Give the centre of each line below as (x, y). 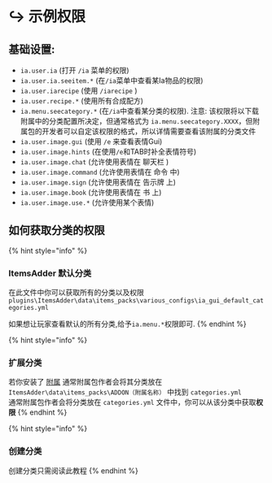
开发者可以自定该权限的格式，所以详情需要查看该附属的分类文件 (149, 131)
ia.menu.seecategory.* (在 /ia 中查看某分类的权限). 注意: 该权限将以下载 (139, 111)
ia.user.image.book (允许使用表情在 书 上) (91, 192)
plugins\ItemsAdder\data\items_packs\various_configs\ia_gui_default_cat (136, 301)
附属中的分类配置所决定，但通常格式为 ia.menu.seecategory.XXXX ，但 (136, 121)
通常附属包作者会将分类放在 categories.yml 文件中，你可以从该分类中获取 (132, 402)
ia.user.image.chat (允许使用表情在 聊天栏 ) (94, 162)
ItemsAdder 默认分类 (50, 273)
